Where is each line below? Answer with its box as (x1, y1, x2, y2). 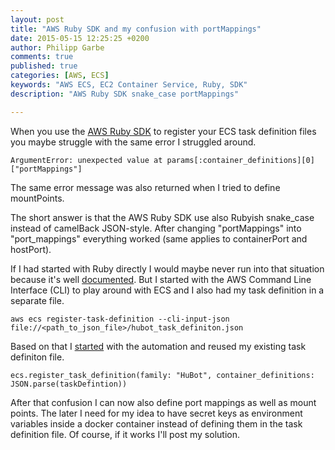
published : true (10, 61, 78, 71)
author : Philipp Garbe (10, 42, 105, 53)
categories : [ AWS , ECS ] (10, 71, 110, 81)
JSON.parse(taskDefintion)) (10, 379, 128, 389)
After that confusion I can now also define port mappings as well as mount (10, 396, 317, 408)
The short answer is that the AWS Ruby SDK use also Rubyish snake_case (10, 211, 315, 223)
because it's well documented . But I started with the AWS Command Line (10, 273, 312, 285)
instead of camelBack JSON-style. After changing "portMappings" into (10, 222, 302, 234)
